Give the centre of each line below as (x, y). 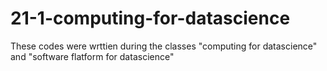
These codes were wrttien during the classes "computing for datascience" (164, 46)
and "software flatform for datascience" (92, 56)
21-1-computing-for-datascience (150, 18)
